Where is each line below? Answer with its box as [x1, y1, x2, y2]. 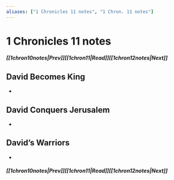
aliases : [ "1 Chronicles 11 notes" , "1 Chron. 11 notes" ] [6, 8, 154, 15]
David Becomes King [6, 72, 86, 82]
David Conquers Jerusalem [6, 105, 110, 115]
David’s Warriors [6, 138, 70, 148]
